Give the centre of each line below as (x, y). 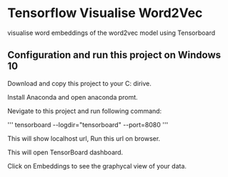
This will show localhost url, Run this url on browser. (84, 138)
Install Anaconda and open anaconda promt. (73, 97)
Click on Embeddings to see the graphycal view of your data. (97, 166)
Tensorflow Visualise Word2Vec (105, 13)
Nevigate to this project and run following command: (85, 111)
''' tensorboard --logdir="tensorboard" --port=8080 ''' (88, 124)
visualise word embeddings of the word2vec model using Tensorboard (111, 33)
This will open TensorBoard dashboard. (65, 152)
